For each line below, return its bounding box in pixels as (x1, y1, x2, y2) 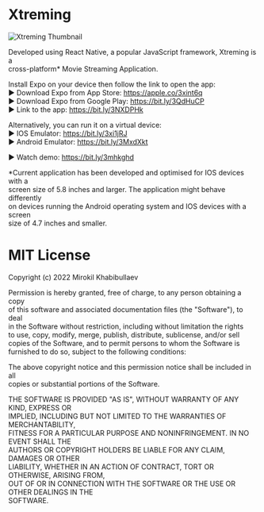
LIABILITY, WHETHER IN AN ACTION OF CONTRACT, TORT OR (8, 462, 214, 472)
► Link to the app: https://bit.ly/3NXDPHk (8, 105, 144, 114)
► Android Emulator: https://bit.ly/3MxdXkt (8, 137, 148, 146)
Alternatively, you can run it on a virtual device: (8, 120, 163, 129)
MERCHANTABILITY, (8, 419, 76, 429)
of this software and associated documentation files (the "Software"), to (8, 304, 243, 314)
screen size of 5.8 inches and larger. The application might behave (8, 184, 226, 194)
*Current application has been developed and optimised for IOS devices (8, 167, 244, 177)
